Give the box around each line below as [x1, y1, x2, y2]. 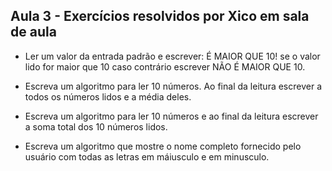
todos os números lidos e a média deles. [24, 90, 192, 103]
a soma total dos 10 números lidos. [24, 120, 168, 133]
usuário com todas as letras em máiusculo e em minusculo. [24, 150, 270, 163]
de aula [10, 24, 57, 41]
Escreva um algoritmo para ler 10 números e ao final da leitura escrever [24, 110, 319, 122]
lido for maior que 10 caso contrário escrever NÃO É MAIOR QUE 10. [24, 60, 306, 73]
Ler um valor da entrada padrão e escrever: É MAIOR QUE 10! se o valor [24, 50, 321, 62]
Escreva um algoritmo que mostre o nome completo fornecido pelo [24, 140, 302, 152]
